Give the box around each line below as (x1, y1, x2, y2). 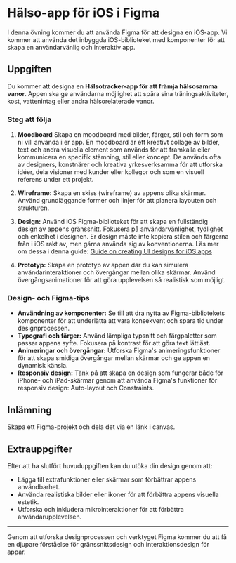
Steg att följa (7, 114, 52, 124)
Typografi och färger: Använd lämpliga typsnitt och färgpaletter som (17, 331, 218, 340)
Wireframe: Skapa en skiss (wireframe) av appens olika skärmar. (17, 189, 206, 197)
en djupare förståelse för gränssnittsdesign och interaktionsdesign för (7, 540, 209, 548)
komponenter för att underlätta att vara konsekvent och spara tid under (17, 317, 223, 325)
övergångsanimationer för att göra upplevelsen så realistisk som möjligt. (17, 276, 226, 284)
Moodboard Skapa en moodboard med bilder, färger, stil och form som (17, 131, 223, 139)
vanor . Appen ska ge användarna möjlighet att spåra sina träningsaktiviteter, (7, 89, 229, 98)
